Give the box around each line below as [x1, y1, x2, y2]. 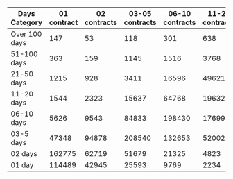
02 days [10, 149, 38, 158]
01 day [10, 160, 34, 169]
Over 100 [10, 29, 42, 39]
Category [10, 17, 43, 27]
